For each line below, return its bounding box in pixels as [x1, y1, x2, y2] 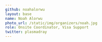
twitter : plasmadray [5, 29, 48, 34]
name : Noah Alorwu [5, 16, 43, 21]
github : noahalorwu [5, 7, 45, 12]
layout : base [5, 12, 32, 16]
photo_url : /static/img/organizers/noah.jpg [5, 20, 98, 26]
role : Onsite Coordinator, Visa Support [5, 25, 89, 30]
